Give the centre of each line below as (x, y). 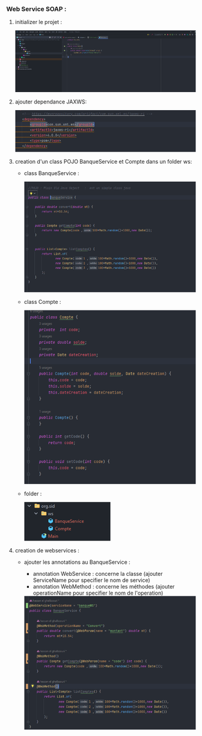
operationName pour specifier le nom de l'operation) (98, 593)
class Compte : (42, 302)
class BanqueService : (51, 173)
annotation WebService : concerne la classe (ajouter (98, 574)
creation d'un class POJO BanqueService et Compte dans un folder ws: (103, 162)
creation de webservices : (47, 551)
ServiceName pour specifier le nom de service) (91, 580)
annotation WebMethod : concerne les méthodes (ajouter (104, 587)
